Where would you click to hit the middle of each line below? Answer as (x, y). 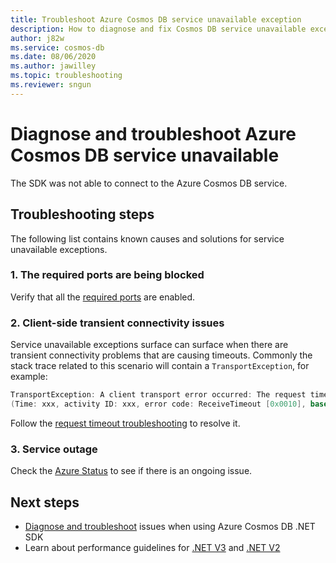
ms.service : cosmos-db (57, 47)
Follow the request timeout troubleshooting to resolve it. (125, 423)
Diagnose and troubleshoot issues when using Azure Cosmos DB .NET (170, 526)
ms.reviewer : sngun (51, 85)
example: (29, 377)
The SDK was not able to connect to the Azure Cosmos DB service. (149, 183)
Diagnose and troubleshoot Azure (153, 133)
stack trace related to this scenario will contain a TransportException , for (160, 366)
